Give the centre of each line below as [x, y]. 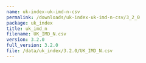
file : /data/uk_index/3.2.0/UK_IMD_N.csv [60, 51]
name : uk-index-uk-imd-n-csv [43, 12]
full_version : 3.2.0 [33, 46]
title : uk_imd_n [27, 28]
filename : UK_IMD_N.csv [36, 34]
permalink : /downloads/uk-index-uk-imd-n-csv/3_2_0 [73, 17]
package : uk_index [30, 23]
